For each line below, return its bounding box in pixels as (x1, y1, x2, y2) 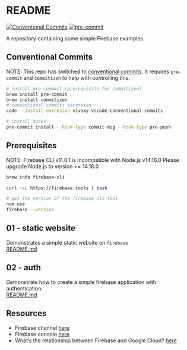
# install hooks (6, 118, 46, 125)
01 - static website (6, 223, 76, 233)
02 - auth (6, 262, 42, 273)
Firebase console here (14, 330, 70, 337)
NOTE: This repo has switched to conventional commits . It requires (6, 68, 170, 75)
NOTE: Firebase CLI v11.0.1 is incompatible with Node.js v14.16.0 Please (6, 156, 179, 164)
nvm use (6, 201, 26, 207)
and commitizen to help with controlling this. (23, 74, 131, 81)
